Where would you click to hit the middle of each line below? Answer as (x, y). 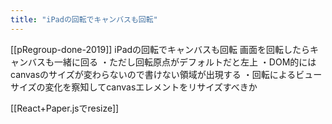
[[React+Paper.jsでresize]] (65, 108)
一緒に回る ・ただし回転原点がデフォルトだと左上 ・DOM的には (185, 62)
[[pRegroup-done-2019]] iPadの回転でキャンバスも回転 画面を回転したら (160, 49)
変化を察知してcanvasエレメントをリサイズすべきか (151, 87)
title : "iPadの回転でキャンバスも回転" (84, 19)
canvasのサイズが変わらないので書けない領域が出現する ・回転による (153, 74)
